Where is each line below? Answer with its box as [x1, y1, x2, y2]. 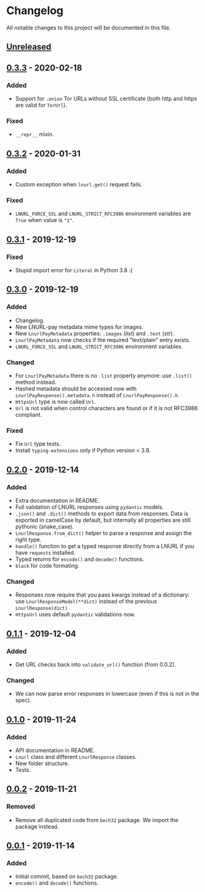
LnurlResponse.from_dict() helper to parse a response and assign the [15, 529, 192, 536]
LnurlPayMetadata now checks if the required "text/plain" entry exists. [15, 336, 191, 343]
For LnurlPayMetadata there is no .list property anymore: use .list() [15, 372, 193, 379]
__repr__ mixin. [15, 131, 54, 138]
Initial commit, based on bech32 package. [15, 873, 119, 880]
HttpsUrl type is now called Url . [15, 398, 96, 405]
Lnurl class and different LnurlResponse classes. [15, 753, 137, 760]
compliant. [15, 411, 42, 418]
